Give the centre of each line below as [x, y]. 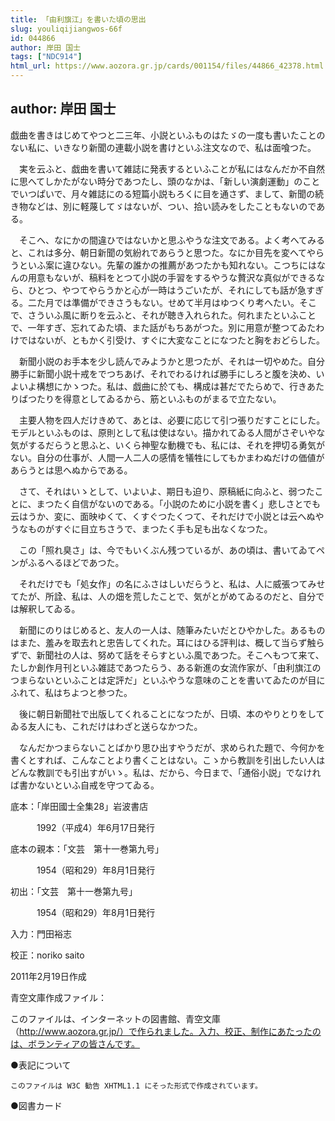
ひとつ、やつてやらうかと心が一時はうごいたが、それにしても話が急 [167, 290]
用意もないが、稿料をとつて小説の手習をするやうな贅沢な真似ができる [172, 277]
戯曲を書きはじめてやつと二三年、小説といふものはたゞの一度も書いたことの [168, 135]
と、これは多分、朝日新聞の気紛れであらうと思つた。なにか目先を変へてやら [167, 252]
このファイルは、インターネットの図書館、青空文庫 [115, 1018]
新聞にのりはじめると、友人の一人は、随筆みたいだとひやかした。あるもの [172, 630]
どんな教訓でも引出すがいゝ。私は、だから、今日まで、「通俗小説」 [148, 772]
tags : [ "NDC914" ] [46, 57]
